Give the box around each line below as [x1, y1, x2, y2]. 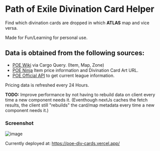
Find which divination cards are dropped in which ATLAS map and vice [5, 20, 150, 26]
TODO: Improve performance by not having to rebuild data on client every [5, 91, 156, 97]
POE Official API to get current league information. [12, 73, 115, 78]
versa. [5, 25, 18, 31]
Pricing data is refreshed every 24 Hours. [5, 82, 89, 88]
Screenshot [5, 119, 34, 126]
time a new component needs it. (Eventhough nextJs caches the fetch [5, 97, 148, 103]
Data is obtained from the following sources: [5, 49, 145, 57]
